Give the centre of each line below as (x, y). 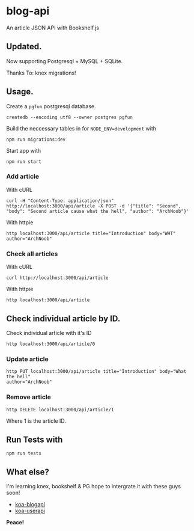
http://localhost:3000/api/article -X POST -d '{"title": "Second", (94, 206)
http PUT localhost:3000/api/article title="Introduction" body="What (96, 372)
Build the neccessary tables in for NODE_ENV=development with (81, 128)
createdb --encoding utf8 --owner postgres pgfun (70, 117)
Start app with (24, 150)
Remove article (29, 397)
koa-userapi (30, 511)
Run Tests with (35, 439)
